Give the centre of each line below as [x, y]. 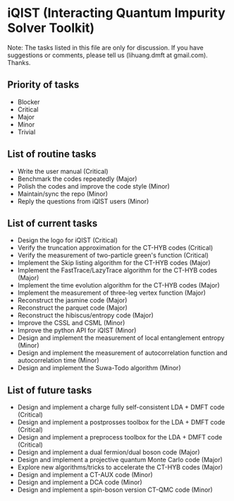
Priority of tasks [43, 85]
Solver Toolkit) [51, 28]
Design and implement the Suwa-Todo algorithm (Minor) [99, 368]
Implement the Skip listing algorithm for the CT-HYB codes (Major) [114, 263]
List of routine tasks [52, 154]
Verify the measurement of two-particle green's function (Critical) [113, 255]
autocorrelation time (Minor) [58, 360]
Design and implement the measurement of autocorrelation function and [122, 353]
